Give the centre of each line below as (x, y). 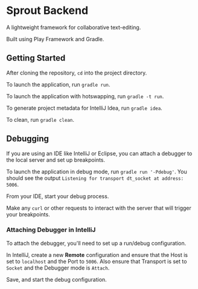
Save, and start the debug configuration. (56, 279)
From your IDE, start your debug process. (58, 196)
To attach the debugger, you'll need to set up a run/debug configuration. (96, 243)
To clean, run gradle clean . (40, 119)
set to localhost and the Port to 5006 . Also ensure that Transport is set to (97, 261)
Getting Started (36, 58)
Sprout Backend (47, 11)
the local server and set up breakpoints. (56, 160)
